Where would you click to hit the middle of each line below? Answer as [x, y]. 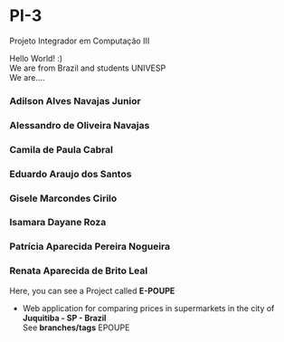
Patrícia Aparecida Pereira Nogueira [90, 247]
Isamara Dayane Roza [58, 223]
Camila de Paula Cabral [61, 149]
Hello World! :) [36, 58]
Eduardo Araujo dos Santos [71, 174]
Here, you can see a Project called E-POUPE [92, 290]
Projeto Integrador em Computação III [80, 41]
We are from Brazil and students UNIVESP [88, 68]
